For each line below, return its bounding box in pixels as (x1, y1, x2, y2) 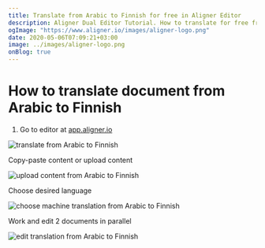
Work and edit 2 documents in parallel (8, 216, 132, 225)
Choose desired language (8, 186, 92, 195)
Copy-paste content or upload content (8, 155, 133, 165)
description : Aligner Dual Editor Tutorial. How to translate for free (8, 19, 248, 27)
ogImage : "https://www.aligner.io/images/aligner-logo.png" (8, 26, 211, 34)
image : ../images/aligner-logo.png (8, 41, 125, 49)
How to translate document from (8, 82, 226, 100)
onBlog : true (8, 48, 51, 56)
